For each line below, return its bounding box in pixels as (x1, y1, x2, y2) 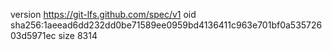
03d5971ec (10, 30, 57, 41)
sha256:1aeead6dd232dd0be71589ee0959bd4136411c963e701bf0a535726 (10, 19, 323, 31)
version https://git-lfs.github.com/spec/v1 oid (10, 9, 197, 20)
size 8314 (58, 30, 98, 41)
